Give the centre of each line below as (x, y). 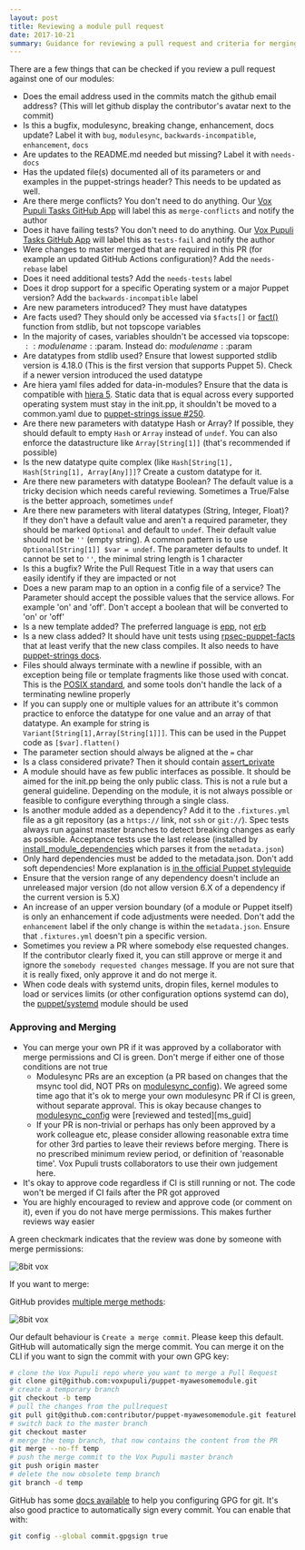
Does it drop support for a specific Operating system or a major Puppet (156, 289)
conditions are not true (65, 1067)
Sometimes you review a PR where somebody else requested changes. (155, 946)
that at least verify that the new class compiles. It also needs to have (151, 646)
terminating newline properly (76, 694)
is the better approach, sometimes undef (98, 501)
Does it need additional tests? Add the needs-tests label (127, 279)
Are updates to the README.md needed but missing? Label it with (146, 155)
